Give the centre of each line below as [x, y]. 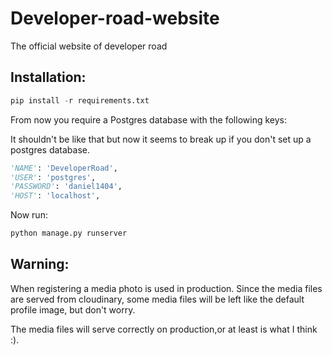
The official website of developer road [89, 46]
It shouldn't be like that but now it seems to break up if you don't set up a [161, 139]
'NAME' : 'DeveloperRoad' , [64, 168]
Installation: [48, 77]
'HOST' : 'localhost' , [55, 196]
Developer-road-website [115, 18]
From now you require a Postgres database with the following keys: [148, 119]
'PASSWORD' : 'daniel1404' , [66, 187]
